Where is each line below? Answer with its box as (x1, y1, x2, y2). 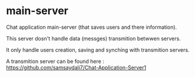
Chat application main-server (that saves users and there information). (6, 24, 177, 31)
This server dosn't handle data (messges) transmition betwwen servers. (6, 35, 181, 42)
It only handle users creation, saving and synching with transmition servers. (6, 46, 190, 53)
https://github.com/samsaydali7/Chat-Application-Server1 (6, 63, 146, 71)
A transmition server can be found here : (6, 58, 104, 65)
